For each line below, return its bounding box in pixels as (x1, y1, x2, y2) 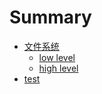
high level (38, 62, 79, 74)
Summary (9, 6, 92, 29)
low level (38, 51, 76, 63)
